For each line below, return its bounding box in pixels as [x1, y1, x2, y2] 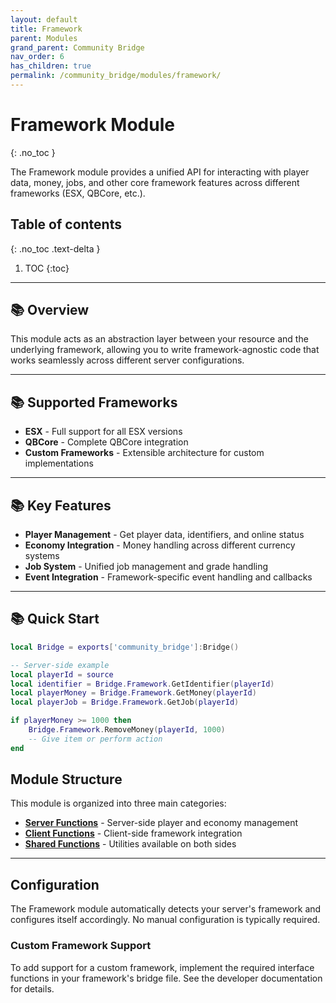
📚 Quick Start [10, 611, 100, 628]
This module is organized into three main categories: [10, 797, 227, 810]
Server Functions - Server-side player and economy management [24, 817, 299, 829]
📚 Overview [10, 302, 90, 319]
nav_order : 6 [10, 52, 65, 62]
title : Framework [10, 24, 83, 34]
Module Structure [10, 771, 123, 788]
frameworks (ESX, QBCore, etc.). [10, 187, 146, 199]
